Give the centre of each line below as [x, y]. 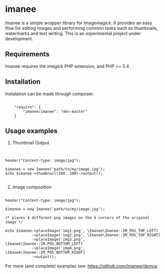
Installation [23, 82]
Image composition [32, 187]
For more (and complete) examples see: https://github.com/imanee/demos [81, 266]
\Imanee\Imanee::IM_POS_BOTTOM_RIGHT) [45, 253]
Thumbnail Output [31, 143]
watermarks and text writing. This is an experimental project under [73, 33]
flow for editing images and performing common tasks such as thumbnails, [82, 28]
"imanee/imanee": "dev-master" [55, 111]
